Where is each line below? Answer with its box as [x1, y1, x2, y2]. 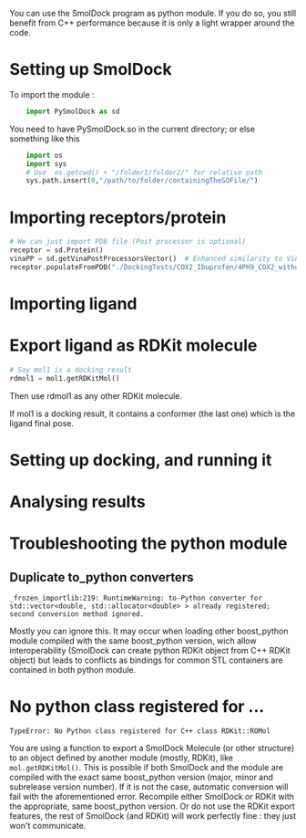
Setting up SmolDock [9, 59, 173, 80]
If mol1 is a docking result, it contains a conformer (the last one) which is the [9, 408, 296, 419]
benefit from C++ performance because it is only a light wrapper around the [9, 17, 295, 28]
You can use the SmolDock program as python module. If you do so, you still [9, 8, 297, 18]
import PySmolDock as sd [25, 107, 120, 116]
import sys [25, 159, 67, 168]
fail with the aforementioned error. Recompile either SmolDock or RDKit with [9, 791, 294, 801]
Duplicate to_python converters [9, 570, 194, 585]
